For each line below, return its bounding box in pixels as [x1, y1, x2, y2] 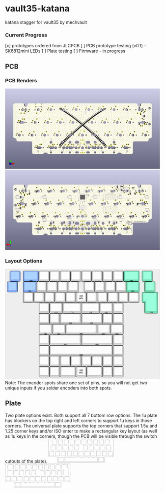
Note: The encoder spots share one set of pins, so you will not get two [5, 380, 147, 386]
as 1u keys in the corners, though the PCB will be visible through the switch [5, 433, 157, 439]
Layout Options [5, 258, 43, 264]
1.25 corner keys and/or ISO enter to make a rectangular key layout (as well [5, 428, 157, 434]
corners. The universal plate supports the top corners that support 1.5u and [5, 423, 158, 428]
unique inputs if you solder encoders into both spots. [5, 385, 112, 391]
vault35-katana [5, 3, 70, 14]
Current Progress [5, 32, 48, 38]
